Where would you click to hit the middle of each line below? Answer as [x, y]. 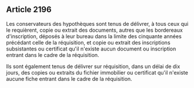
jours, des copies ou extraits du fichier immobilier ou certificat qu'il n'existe [97, 72]
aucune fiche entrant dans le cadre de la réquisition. [69, 79]
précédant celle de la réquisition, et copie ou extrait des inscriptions [88, 42]
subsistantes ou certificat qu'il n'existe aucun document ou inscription [91, 49]
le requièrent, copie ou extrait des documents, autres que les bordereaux [95, 30]
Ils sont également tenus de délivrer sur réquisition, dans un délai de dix [93, 66]
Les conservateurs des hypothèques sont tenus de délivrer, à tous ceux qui [97, 23]
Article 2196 [29, 10]
